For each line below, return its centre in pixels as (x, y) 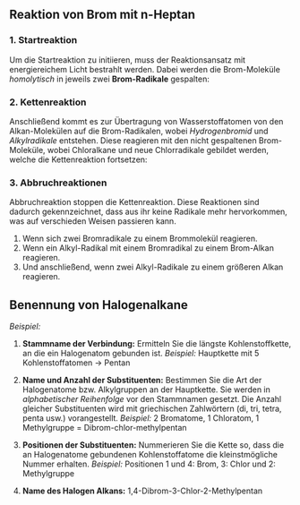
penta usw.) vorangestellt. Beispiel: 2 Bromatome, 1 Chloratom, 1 (141, 418)
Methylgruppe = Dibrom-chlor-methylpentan (104, 428)
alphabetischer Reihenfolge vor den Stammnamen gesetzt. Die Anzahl (152, 399)
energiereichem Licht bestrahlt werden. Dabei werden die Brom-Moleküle (145, 69)
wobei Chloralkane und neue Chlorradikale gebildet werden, (159, 150)
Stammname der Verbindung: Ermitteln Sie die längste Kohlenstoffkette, (157, 344)
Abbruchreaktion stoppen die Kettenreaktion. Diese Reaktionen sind (134, 202)
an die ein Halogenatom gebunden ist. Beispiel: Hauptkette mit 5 (141, 354)
